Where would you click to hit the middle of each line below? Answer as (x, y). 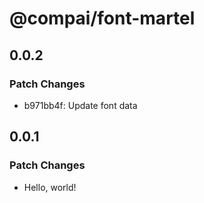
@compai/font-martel (102, 18)
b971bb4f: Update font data (80, 105)
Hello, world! (50, 187)
